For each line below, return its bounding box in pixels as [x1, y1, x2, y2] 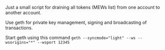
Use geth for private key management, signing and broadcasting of [5, 20, 147, 25]
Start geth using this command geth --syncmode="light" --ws [5, 35, 136, 40]
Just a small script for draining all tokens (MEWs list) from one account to [5, 5, 160, 10]
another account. [5, 10, 42, 16]
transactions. [5, 25, 33, 31]
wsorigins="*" [5, 40, 36, 45]
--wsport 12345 [37, 40, 70, 45]
